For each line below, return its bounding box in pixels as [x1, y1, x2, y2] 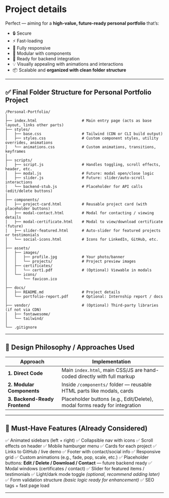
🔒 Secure [12, 30, 32, 36]
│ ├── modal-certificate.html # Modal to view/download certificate [5, 219, 163, 224]
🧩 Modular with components [12, 50, 71, 56]
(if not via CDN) [5, 307, 42, 312]
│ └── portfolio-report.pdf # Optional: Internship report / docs [5, 294, 163, 299]
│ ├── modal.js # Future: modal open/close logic [5, 171, 154, 176]
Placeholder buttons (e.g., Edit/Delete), [61, 395, 153, 403]
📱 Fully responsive [12, 45, 51, 51]
